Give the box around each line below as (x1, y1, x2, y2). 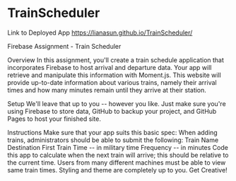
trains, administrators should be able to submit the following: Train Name (7, 136, 219, 144)
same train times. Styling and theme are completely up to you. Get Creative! (7, 165, 228, 174)
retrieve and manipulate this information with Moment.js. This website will (7, 71, 221, 79)
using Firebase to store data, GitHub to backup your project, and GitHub (7, 107, 217, 115)
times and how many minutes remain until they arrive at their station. (7, 86, 207, 94)
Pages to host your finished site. (7, 115, 101, 123)
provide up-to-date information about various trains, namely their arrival (7, 78, 217, 86)
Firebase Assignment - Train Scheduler (7, 42, 122, 50)
